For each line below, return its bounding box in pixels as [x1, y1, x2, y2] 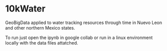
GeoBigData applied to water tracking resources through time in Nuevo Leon [5, 19, 162, 25]
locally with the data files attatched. [5, 39, 78, 45]
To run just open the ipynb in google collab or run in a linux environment [5, 34, 153, 40]
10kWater [5, 3, 46, 14]
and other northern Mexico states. [5, 24, 75, 30]
